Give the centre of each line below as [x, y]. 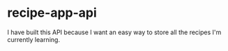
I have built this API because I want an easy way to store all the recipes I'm [114, 32]
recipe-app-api [52, 13]
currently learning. [34, 39]
